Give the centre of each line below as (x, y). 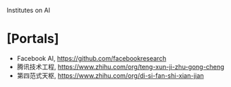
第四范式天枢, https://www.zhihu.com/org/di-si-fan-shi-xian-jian (110, 75)
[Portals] (33, 39)
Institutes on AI (29, 10)
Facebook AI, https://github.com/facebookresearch (91, 58)
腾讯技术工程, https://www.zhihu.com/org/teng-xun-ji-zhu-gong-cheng (120, 66)
